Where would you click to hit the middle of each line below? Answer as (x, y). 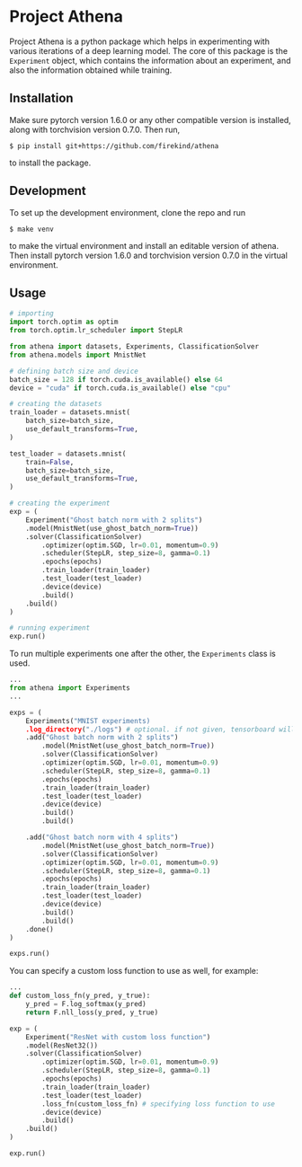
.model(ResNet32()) (62, 1045)
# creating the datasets (56, 404)
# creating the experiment (60, 504)
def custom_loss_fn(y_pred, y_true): (80, 996)
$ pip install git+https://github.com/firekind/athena (114, 146)
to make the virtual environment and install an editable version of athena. (144, 245)
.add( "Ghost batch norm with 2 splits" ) (102, 738)
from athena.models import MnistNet (78, 355)
